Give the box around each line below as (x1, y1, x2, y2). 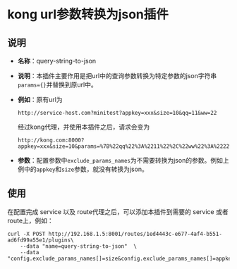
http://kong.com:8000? (17, 137, 85, 144)
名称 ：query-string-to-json (17, 57, 97, 65)
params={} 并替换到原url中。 (17, 80, 97, 89)
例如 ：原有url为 (17, 96, 63, 104)
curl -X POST (7, 230, 46, 237)
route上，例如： (7, 216, 54, 225)
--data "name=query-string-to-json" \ (20, 242, 138, 250)
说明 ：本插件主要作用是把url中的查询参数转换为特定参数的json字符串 (17, 72, 217, 80)
